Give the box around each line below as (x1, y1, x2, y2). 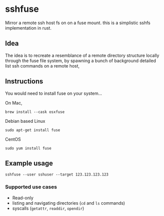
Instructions (5, 77, 43, 86)
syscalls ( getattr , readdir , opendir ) (12, 205, 84, 211)
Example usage (5, 159, 53, 167)
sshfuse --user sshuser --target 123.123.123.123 (5, 172, 109, 177)
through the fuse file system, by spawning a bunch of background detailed (5, 58, 156, 64)
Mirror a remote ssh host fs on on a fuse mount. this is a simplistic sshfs (5, 20, 151, 26)
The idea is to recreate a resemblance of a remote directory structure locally (5, 52, 160, 58)
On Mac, (5, 100, 23, 106)
